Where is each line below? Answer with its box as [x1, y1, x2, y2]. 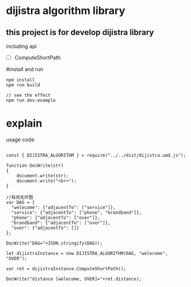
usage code [6, 136, 35, 143]
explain [6, 117, 43, 130]
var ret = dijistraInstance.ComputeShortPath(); [6, 266, 126, 272]
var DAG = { [6, 199, 35, 205]
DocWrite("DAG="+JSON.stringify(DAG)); [6, 240, 103, 246]
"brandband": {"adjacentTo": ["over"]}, [11, 220, 111, 226]
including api [6, 43, 37, 50]
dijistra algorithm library [6, 4, 125, 17]
